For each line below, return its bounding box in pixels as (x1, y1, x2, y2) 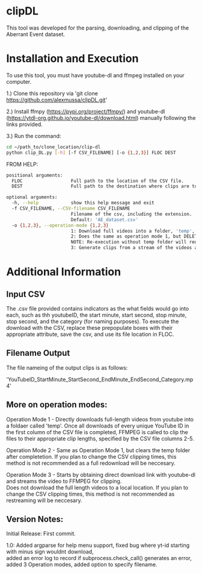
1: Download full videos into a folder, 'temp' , (70, 228, 195, 234)
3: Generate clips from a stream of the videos (70, 245, 192, 251)
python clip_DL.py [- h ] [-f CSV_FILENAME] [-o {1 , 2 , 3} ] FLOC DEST (6, 150, 176, 156)
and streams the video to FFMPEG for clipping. (6, 478, 122, 485)
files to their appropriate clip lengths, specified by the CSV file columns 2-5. (6, 435, 194, 442)
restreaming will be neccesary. (6, 496, 82, 504)
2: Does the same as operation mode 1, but (70, 233, 182, 239)
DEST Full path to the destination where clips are (11, 183, 189, 189)
